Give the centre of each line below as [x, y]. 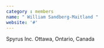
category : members [30, 11]
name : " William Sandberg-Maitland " [52, 17]
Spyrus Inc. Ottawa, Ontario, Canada [51, 39]
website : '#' [22, 22]
